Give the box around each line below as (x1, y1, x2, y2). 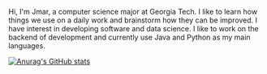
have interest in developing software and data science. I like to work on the (8, 24, 260, 33)
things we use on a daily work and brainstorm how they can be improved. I (8, 15, 258, 25)
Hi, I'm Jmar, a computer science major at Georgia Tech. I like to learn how (8, 7, 258, 16)
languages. (8, 41, 46, 51)
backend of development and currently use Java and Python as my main (8, 32, 251, 42)
